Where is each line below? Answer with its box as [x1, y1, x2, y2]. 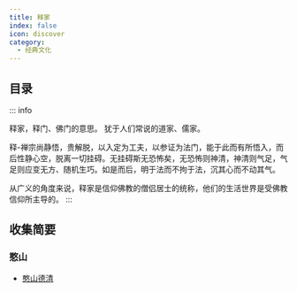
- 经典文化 [17, 46, 52, 55]
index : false [9, 21, 57, 30]
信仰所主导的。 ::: [9, 194, 73, 204]
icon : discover [9, 29, 65, 38]
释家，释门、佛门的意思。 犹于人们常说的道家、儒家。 [9, 123, 205, 134]
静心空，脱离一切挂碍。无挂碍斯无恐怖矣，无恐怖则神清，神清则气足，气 [24, 152, 288, 164]
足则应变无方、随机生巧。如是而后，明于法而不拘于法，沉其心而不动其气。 [9, 164, 280, 174]
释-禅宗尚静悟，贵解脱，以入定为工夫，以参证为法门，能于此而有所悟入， [9, 142, 277, 152]
